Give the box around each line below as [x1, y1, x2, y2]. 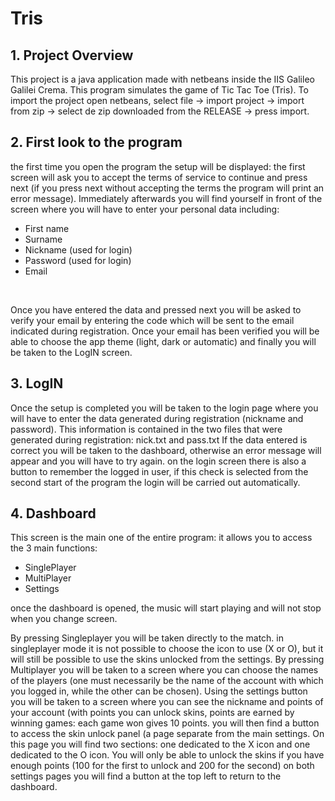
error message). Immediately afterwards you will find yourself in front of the [10, 192, 323, 204]
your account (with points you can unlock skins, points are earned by [10, 707, 295, 719]
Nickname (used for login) [24, 243, 133, 256]
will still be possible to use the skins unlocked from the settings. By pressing [10, 653, 325, 666]
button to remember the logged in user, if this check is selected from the [10, 465, 309, 477]
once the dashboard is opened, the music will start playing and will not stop [10, 602, 322, 614]
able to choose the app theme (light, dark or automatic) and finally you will [10, 335, 317, 347]
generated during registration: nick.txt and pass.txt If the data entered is [10, 433, 308, 446]
